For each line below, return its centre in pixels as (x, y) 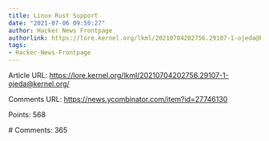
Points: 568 (27, 115)
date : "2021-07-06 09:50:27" (57, 23)
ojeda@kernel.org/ (39, 84)
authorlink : (28, 38)
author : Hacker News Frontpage (60, 30)
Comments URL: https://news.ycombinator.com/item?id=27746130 (118, 99)
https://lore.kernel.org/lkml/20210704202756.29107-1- (139, 75)
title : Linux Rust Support (53, 16)
